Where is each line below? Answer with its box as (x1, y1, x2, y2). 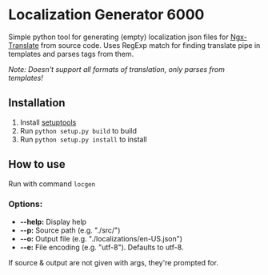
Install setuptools (19, 118, 77, 127)
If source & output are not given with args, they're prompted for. (8, 257, 218, 267)
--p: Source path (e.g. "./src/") (19, 225, 121, 235)
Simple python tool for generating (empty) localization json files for (8, 32, 230, 42)
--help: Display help (19, 217, 86, 226)
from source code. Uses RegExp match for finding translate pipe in (40, 40, 261, 50)
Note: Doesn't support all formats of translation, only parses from (8, 64, 226, 74)
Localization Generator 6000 (8, 6, 205, 24)
